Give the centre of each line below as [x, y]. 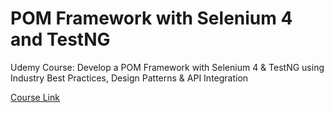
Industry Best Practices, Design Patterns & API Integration [129, 78]
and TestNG [60, 39]
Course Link [35, 97]
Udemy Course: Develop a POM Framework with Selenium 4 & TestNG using [167, 67]
